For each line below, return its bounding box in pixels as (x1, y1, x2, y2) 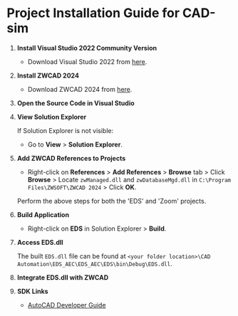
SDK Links (16, 287, 48, 295)
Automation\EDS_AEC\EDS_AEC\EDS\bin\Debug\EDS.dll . (16, 259, 172, 268)
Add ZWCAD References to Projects (16, 154, 126, 162)
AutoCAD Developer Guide (27, 300, 106, 309)
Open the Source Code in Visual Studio (16, 98, 135, 107)
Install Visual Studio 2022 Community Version (16, 43, 157, 52)
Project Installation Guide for (6, 5, 180, 21)
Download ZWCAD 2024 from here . (27, 85, 133, 93)
